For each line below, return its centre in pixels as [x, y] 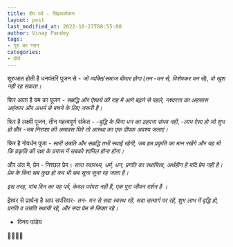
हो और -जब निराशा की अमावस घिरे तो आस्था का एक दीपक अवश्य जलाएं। [87, 129]
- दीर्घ [14, 59]
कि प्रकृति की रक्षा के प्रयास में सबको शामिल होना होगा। [66, 151]
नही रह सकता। [25, 86]
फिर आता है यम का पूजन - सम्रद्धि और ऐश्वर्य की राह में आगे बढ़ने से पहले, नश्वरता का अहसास [108, 100]
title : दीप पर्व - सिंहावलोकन [41, 13]
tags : [15, 39]
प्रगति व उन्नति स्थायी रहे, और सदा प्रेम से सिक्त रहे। [63, 208]
